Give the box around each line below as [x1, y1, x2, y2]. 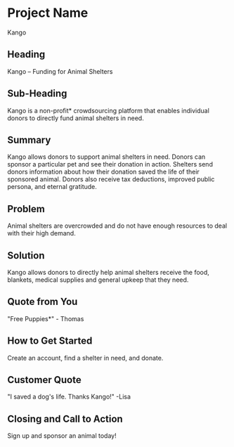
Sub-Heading [7, 88, 67, 100]
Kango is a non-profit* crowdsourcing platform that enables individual [7, 106, 209, 115]
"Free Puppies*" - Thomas [7, 314, 84, 323]
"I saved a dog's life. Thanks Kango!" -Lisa [7, 392, 131, 401]
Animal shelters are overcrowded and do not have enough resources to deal [7, 221, 227, 230]
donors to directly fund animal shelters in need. [7, 114, 144, 122]
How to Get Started [7, 335, 93, 347]
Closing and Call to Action [7, 413, 123, 425]
